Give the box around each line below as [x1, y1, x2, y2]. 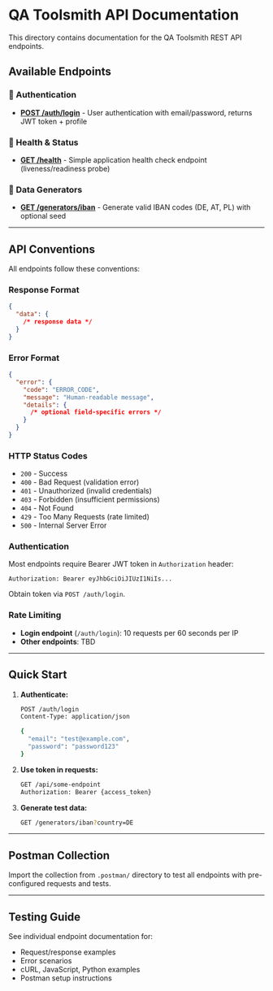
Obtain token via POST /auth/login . [8, 589, 126, 599]
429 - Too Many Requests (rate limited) [19, 512, 150, 522]
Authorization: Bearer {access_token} [19, 788, 152, 796]
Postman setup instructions [19, 973, 112, 983]
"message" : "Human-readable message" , [23, 393, 154, 402]
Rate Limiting [8, 610, 62, 621]
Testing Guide [8, 910, 81, 924]
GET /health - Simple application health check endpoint [19, 154, 207, 164]
